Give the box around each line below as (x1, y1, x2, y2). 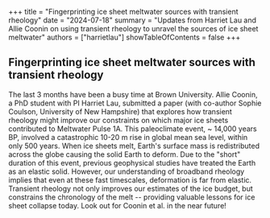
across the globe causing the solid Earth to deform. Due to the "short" (8, 149, 241, 159)
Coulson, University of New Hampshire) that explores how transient (8, 106, 232, 116)
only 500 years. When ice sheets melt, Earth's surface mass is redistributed (8, 141, 260, 150)
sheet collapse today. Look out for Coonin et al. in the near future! (8, 200, 227, 210)
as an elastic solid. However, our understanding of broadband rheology (8, 167, 245, 176)
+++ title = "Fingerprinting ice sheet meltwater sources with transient (8, 7, 239, 16)
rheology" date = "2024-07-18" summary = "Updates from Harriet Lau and (8, 15, 256, 25)
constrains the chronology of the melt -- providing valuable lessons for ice (8, 192, 255, 202)
